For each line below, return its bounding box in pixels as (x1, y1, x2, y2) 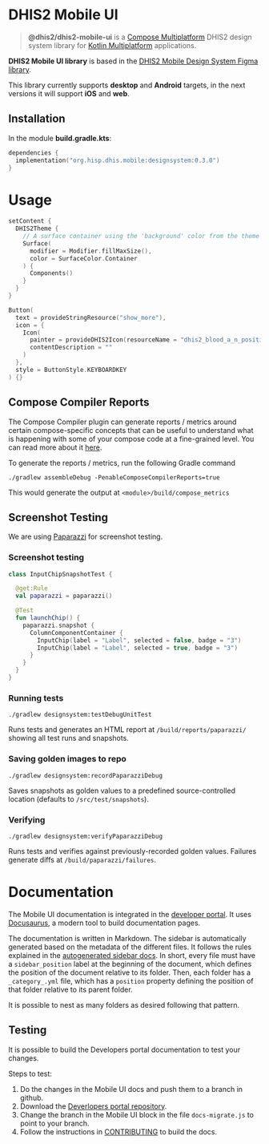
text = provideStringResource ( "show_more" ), (15, 313, 167, 321)
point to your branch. (19, 1118, 90, 1128)
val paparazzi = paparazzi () (15, 592, 113, 600)
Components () (29, 269, 74, 277)
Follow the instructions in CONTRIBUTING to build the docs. (19, 1126, 218, 1136)
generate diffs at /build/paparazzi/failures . (8, 855, 157, 864)
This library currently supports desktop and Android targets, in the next (8, 80, 246, 90)
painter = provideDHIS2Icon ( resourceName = (29, 336, 178, 344)
